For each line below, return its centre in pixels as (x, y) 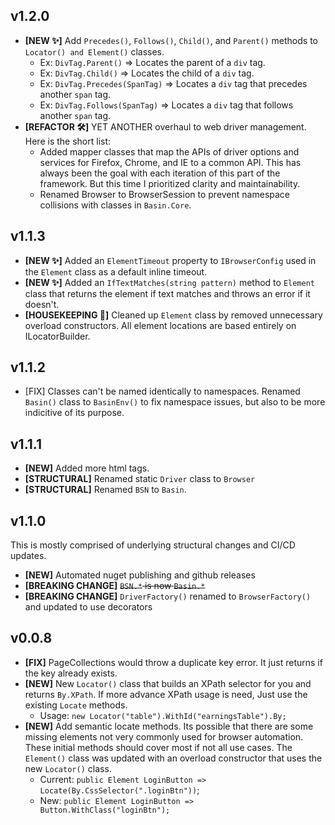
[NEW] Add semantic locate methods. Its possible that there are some (169, 726)
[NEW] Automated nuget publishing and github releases (140, 575)
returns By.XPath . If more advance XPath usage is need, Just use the (166, 694)
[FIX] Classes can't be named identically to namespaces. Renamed (162, 391)
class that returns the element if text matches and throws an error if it (167, 293)
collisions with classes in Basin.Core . (115, 205)
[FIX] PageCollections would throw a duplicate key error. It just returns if (173, 662)
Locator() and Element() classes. (94, 51)
